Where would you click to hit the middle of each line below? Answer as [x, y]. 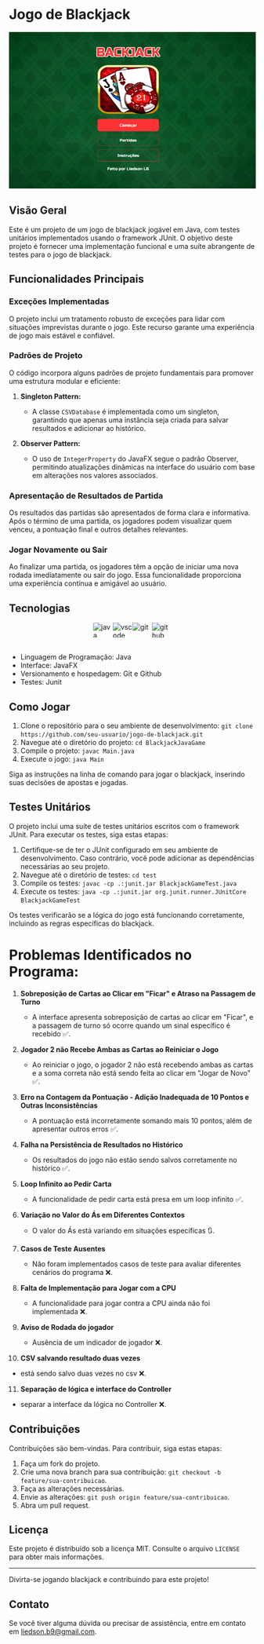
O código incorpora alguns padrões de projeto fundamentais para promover [131, 373]
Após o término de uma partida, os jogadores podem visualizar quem [121, 521]
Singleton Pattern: [51, 396]
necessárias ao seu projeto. [65, 866]
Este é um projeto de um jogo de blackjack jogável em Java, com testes [125, 229]
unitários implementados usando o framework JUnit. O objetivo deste [121, 238]
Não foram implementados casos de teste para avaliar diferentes [136, 1264]
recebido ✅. [51, 1033]
